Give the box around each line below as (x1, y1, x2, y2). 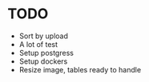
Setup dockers (18, 57, 68, 66)
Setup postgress (18, 48, 74, 57)
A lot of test (18, 39, 58, 49)
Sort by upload (18, 31, 69, 41)
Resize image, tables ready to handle (18, 64, 142, 74)
